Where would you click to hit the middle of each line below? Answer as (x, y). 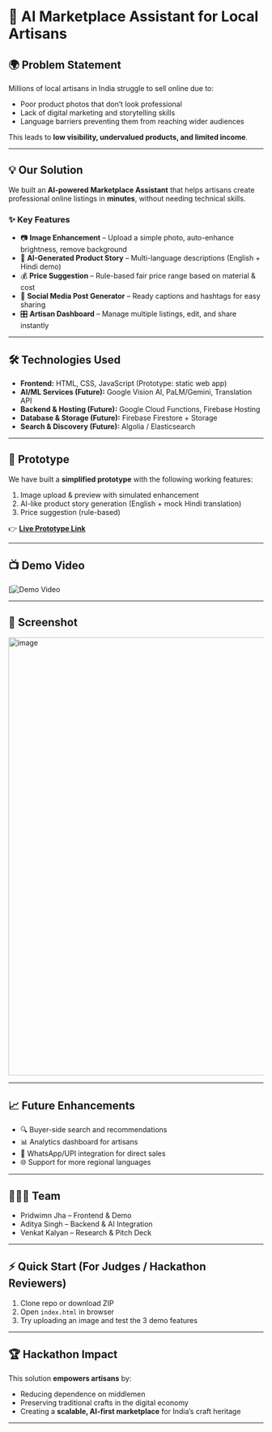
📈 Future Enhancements (72, 1105)
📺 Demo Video (47, 566)
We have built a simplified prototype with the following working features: (131, 479)
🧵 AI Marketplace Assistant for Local (134, 17)
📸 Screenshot (43, 622)
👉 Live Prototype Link (47, 528)
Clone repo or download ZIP (67, 1303)
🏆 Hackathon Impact (63, 1354)
